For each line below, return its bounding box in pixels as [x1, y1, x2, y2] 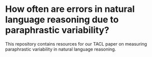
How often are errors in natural [5, 3, 135, 15]
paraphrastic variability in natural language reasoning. [5, 46, 116, 52]
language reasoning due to [5, 14, 119, 25]
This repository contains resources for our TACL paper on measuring [5, 41, 147, 47]
